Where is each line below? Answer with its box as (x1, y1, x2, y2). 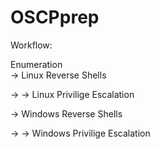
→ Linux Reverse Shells (10, 69, 107, 81)
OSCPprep (10, 6, 100, 29)
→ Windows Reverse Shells (10, 107, 123, 120)
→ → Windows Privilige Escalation (10, 127, 151, 139)
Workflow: (10, 39, 53, 51)
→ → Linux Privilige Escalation (10, 88, 135, 100)
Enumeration (10, 58, 63, 70)
